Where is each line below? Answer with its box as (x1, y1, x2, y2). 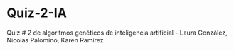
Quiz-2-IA (6, 5, 67, 21)
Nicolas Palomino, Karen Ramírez (6, 35, 104, 44)
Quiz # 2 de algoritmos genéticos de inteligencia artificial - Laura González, (6, 28, 228, 37)
